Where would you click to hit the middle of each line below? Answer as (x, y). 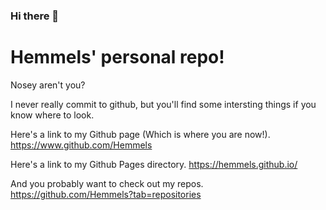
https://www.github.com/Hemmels (81, 145)
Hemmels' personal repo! (117, 57)
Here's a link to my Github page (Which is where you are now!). (140, 134)
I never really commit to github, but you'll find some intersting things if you (163, 104)
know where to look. (52, 115)
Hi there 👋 (35, 16)
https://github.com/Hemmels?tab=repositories (106, 194)
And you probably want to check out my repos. (107, 183)
